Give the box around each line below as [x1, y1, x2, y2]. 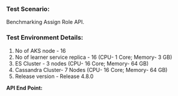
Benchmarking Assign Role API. [6, 19, 85, 26]
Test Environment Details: [6, 34, 84, 42]
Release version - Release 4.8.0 [14, 73, 94, 80]
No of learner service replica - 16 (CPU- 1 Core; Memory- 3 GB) [14, 53, 173, 61]
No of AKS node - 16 [14, 47, 66, 54]
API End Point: [6, 84, 43, 91]
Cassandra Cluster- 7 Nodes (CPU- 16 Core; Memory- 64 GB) [14, 66, 168, 73]
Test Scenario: [6, 5, 50, 13]
